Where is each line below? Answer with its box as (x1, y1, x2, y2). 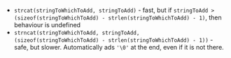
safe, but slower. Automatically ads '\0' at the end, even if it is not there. (13, 43, 224, 51)
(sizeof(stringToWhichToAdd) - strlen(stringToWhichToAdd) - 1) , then (13, 13, 222, 22)
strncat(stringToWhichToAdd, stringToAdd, (13, 29, 140, 36)
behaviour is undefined (13, 21, 81, 29)
